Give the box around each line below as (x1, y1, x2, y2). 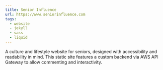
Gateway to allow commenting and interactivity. (5, 59, 103, 65)
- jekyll (9, 26, 28, 31)
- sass (9, 30, 23, 35)
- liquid (9, 35, 28, 40)
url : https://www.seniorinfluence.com (5, 12, 85, 17)
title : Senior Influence (5, 7, 57, 12)
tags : (5, 16, 16, 21)
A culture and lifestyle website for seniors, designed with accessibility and (5, 48, 158, 55)
